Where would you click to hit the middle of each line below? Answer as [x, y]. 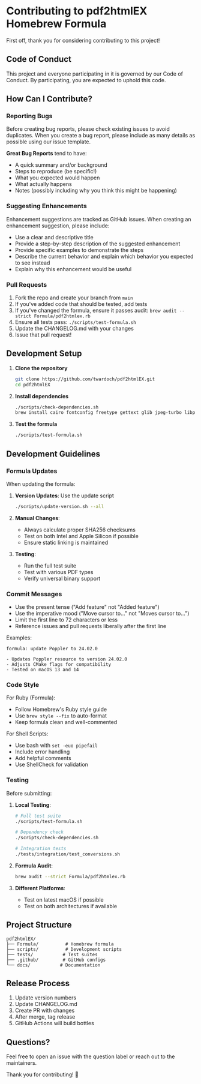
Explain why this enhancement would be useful [73, 269]
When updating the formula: [41, 484]
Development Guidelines [53, 454]
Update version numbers [46, 998]
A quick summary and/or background [61, 165]
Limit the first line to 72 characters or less [66, 620]
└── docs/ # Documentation [53, 965]
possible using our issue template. [49, 142]
